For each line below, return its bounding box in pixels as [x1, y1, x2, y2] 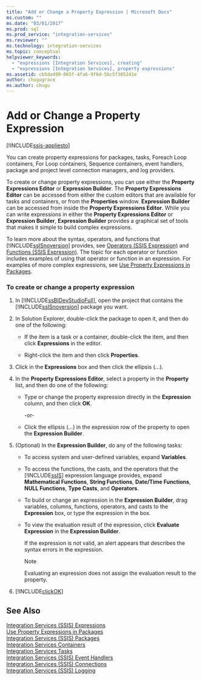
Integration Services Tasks [6, 648, 73, 655]
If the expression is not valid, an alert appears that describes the [24, 539, 185, 547]
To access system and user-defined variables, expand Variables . [24, 454, 187, 461]
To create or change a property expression [6, 282, 135, 291]
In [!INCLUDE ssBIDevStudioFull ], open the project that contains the [15, 296, 183, 304]
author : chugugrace [6, 77, 56, 83]
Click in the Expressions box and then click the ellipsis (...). [15, 363, 164, 371]
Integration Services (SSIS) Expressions [6, 622, 106, 629]
